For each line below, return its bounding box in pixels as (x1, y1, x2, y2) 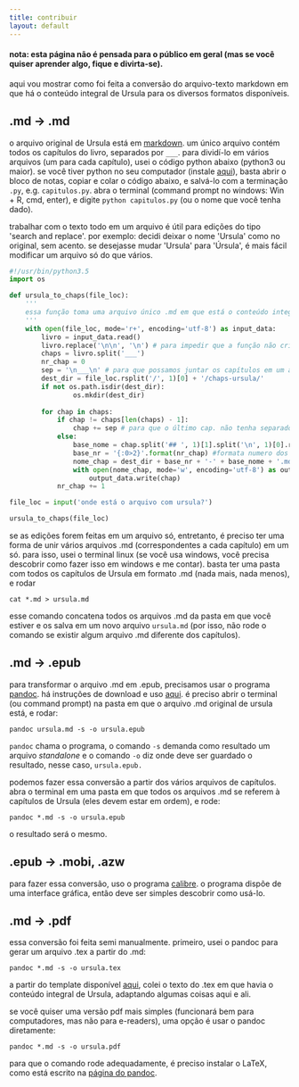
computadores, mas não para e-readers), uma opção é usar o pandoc (9, 1016, 265, 1026)
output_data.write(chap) (88, 474, 181, 483)
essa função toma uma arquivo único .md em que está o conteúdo (25, 308, 269, 317)
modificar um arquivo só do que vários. (9, 249, 153, 260)
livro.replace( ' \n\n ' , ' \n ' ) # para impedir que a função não (41, 341, 277, 350)
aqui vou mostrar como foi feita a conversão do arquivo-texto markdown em (9, 78, 289, 89)
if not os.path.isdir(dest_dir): (41, 382, 166, 391)
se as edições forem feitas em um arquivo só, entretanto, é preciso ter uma (9, 530, 285, 541)
